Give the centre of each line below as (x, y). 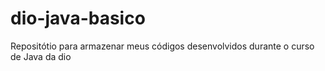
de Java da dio (41, 56)
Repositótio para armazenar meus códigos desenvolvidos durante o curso (162, 46)
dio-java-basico (78, 18)
